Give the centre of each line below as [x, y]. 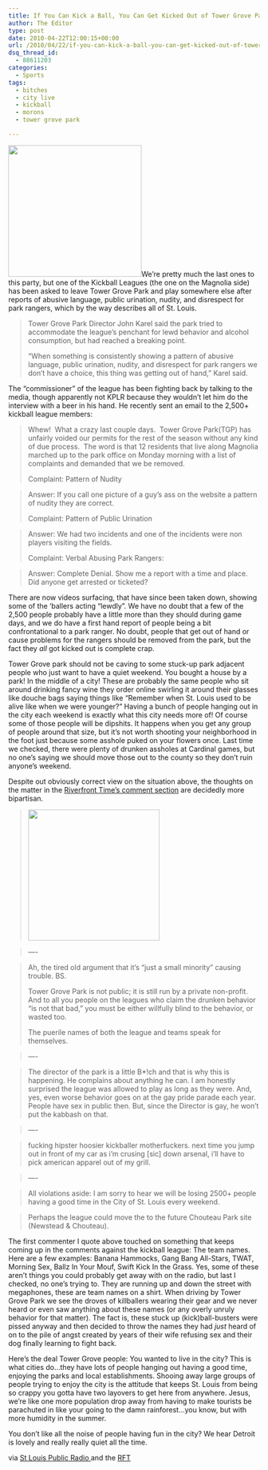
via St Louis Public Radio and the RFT [70, 1457]
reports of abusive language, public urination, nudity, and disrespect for [126, 299]
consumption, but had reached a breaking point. [107, 340]
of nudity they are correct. [71, 503]
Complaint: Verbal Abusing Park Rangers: [96, 557]
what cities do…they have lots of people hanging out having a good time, [128, 1367]
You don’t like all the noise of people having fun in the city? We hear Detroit [132, 1433]
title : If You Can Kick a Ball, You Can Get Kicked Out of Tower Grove [130, 16]
